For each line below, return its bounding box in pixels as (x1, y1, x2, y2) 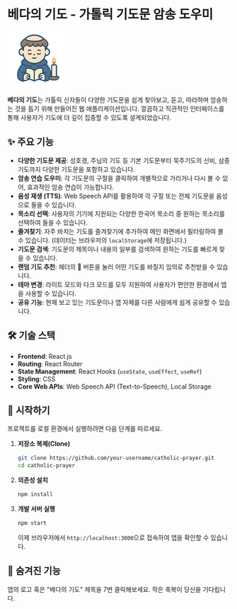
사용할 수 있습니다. (25, 289, 76, 298)
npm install (17, 491, 53, 498)
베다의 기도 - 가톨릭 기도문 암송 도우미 (7, 6, 214, 23)
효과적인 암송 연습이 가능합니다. (27, 182, 115, 191)
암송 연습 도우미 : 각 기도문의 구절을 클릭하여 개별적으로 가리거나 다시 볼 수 (17, 174, 221, 182)
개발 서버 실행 (17, 505, 55, 513)
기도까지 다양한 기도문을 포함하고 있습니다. (17, 164, 136, 174)
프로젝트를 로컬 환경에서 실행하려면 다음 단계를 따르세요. (7, 425, 163, 433)
